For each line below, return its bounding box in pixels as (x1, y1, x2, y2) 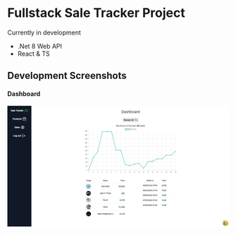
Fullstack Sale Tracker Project (7, 5, 185, 21)
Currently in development (7, 28, 81, 37)
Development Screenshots (7, 70, 127, 82)
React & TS (17, 49, 51, 58)
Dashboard (7, 90, 41, 98)
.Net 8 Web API (17, 42, 62, 50)
